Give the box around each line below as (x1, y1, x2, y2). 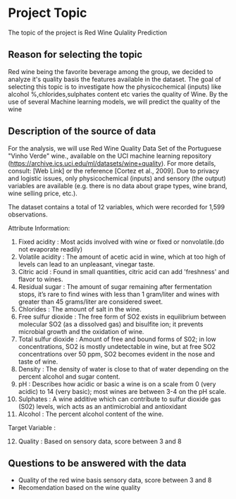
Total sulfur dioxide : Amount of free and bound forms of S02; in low (18, 335, 217, 343)
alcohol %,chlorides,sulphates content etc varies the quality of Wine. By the (8, 90, 228, 98)
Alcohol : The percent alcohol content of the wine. (18, 409, 164, 418)
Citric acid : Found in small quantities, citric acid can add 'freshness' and (18, 267, 230, 276)
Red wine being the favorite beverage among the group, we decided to (8, 67, 213, 75)
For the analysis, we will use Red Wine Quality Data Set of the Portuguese (8, 144, 222, 152)
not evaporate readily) (18, 245, 83, 253)
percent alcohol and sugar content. (18, 372, 120, 381)
